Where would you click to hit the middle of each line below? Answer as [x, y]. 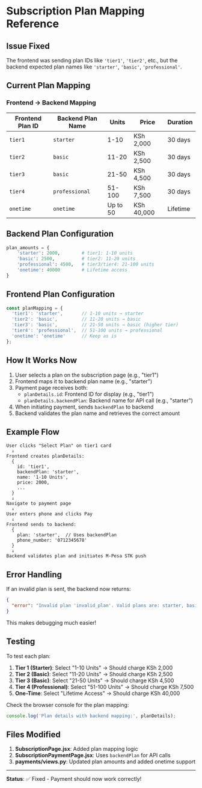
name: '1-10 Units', [43, 477]
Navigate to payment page [38, 504]
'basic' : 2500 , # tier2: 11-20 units [76, 259]
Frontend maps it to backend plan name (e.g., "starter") [84, 381]
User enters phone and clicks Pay [50, 514]
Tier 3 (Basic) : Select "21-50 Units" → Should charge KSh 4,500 [94, 680]
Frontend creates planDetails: [45, 456]
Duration [180, 122]
